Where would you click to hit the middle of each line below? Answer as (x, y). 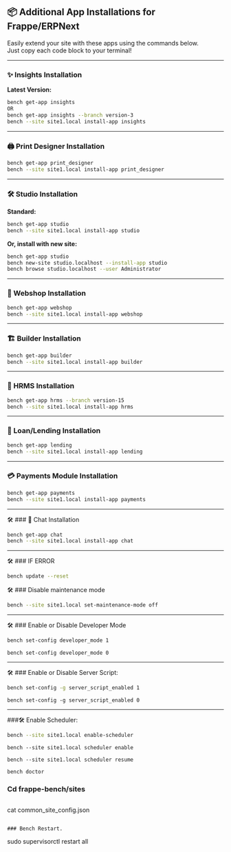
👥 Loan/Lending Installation (54, 431)
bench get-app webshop (40, 307)
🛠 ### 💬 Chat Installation (43, 519)
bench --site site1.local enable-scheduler (70, 735)
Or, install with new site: (42, 243)
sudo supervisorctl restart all (48, 841)
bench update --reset (38, 576)
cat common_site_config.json (48, 810)
